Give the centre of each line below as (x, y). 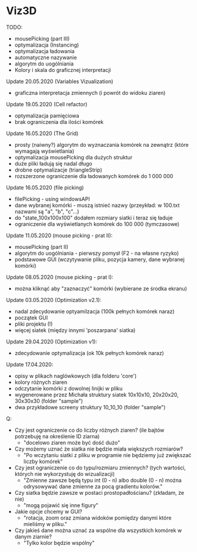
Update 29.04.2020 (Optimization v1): (52, 341)
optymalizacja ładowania (44, 51)
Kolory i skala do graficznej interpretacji (63, 70)
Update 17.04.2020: (30, 364)
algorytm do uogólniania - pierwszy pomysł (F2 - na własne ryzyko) (97, 253)
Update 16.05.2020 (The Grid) (42, 133)
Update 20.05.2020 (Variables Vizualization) (60, 81)
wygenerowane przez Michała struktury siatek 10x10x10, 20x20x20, (97, 395)
